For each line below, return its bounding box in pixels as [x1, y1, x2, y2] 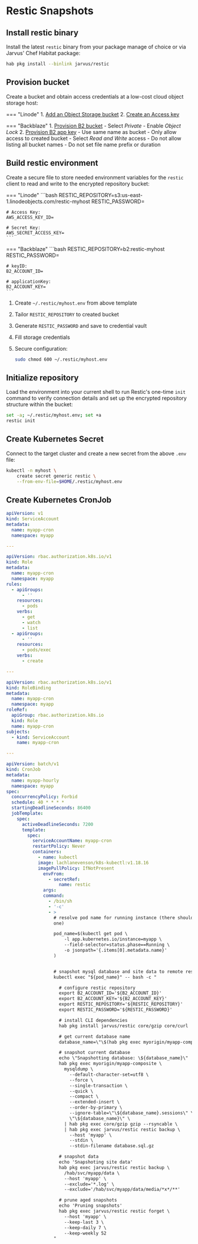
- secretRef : [48, 876, 81, 882]
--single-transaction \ [69, 1082, 128, 1089]
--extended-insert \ [69, 1099, 120, 1105]
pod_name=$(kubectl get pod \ [53, 931, 128, 937]
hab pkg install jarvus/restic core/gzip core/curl [58, 1023, 189, 1028]
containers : [32, 849, 62, 855]
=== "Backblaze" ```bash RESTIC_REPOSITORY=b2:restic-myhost [6, 245, 165, 252]
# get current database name [58, 1033, 131, 1040]
